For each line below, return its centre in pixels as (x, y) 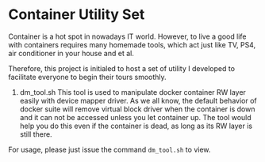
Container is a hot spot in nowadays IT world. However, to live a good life (127, 36)
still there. (36, 134)
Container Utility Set (77, 15)
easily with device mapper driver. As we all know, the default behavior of (138, 100)
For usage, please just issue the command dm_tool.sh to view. (109, 149)
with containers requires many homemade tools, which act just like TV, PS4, (132, 44)
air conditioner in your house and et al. (71, 53)
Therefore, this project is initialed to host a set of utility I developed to (122, 68)
